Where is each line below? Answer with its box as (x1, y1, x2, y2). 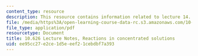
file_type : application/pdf (6, 24, 75, 31)
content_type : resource (6, 8, 65, 15)
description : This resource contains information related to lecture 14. (6, 14, 192, 20)
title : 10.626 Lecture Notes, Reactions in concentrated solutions (6, 36, 176, 41)
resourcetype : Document (6, 30, 65, 36)
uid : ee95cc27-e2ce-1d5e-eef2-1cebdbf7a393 (6, 41, 115, 47)
